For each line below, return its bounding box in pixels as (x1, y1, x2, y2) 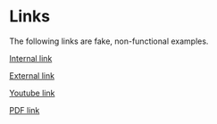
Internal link (9, 53, 53, 63)
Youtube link (9, 87, 55, 98)
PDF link (9, 104, 40, 115)
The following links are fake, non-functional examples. (9, 36, 209, 46)
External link (9, 70, 55, 81)
